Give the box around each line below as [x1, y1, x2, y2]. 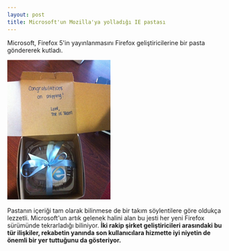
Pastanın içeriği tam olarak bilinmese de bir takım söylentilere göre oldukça [7, 206, 221, 215]
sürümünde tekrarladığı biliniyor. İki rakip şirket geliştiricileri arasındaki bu [7, 221, 222, 229]
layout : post [7, 11, 45, 18]
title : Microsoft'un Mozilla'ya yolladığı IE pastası [7, 18, 167, 26]
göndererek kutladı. [7, 46, 63, 54]
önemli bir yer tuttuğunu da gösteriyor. [7, 236, 121, 244]
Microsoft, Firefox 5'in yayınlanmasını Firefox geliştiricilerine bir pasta [7, 38, 205, 47]
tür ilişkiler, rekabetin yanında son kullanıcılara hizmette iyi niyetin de [7, 228, 211, 236]
